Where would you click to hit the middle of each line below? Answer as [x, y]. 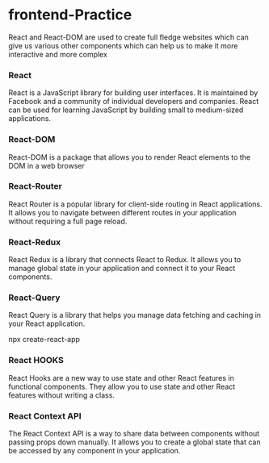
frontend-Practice [70, 15]
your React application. [47, 323]
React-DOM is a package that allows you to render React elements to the [130, 157]
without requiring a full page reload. [68, 221]
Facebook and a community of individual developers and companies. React [134, 102]
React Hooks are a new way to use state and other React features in [121, 377]
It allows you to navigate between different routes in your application [122, 212]
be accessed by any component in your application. [95, 451]
